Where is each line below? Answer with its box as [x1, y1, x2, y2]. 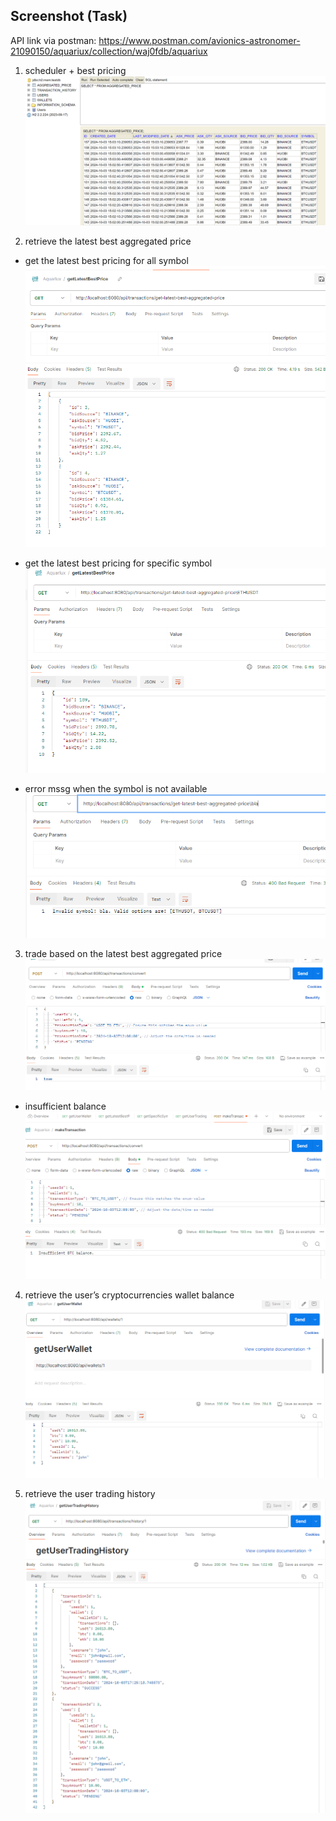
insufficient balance [24, 1100, 107, 1113]
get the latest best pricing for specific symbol [24, 557, 213, 569]
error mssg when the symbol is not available [24, 782, 208, 794]
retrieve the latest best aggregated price [24, 235, 192, 247]
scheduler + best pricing [24, 64, 127, 76]
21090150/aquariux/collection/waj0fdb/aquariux [10, 45, 208, 57]
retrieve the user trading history [24, 1488, 156, 1500]
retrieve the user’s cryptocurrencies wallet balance [24, 1289, 235, 1301]
